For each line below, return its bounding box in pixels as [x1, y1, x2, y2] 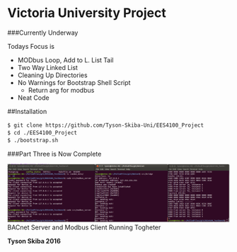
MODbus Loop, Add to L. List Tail [17, 55, 114, 64]
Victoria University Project [7, 5, 166, 21]
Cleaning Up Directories [17, 71, 88, 79]
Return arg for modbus [28, 86, 95, 94]
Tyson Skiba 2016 [7, 236, 62, 245]
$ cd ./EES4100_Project [7, 129, 78, 136]
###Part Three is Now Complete [7, 149, 102, 158]
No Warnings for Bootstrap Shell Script [17, 78, 131, 86]
